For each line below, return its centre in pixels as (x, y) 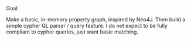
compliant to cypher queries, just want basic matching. (72, 32)
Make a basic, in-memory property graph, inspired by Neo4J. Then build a (96, 19)
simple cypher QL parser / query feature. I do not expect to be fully (87, 26)
